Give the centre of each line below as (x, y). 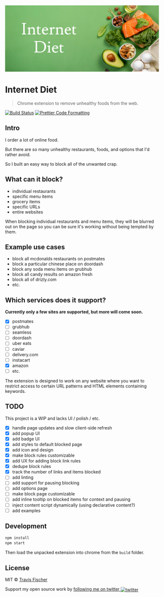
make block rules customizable (43, 455)
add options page (30, 489)
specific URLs (26, 207)
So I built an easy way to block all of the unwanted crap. (61, 164)
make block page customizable (43, 494)
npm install (17, 538)
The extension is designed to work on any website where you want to (75, 381)
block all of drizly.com (34, 279)
